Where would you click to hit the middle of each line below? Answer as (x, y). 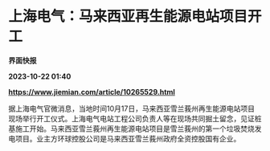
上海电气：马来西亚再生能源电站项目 (128, 16)
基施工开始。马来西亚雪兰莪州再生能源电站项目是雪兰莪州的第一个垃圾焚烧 (131, 129)
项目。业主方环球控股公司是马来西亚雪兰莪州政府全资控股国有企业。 (128, 138)
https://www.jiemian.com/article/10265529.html (92, 92)
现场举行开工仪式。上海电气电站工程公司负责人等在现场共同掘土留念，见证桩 (135, 118)
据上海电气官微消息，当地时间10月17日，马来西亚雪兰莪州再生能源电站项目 (132, 108)
